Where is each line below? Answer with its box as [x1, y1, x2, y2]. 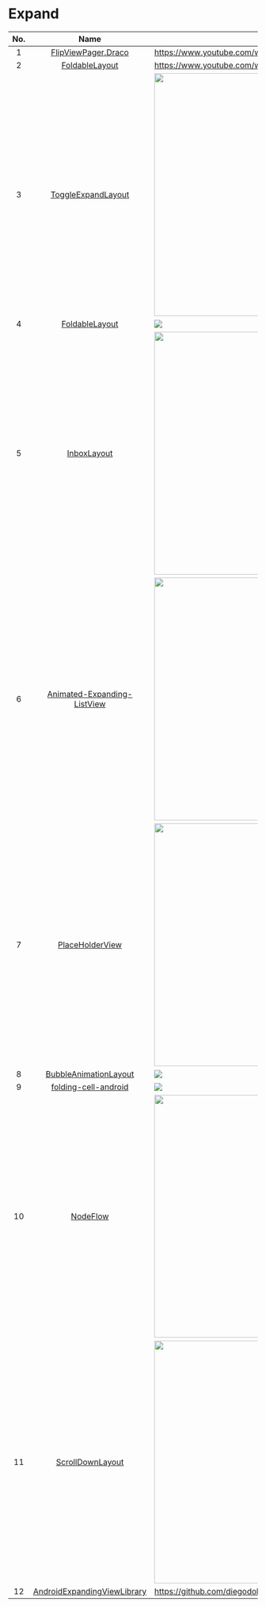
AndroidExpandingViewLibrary [32, 1586, 147, 1597]
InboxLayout [66, 447, 113, 458]
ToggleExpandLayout [50, 189, 130, 200]
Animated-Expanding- [47, 688, 133, 699]
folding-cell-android [51, 1081, 129, 1092]
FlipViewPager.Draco [51, 47, 129, 58]
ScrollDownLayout [55, 1456, 124, 1467]
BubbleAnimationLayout [45, 1068, 135, 1079]
